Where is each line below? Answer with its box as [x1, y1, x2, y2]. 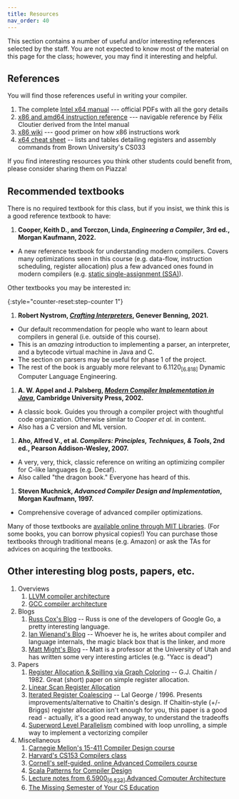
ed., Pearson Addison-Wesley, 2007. [17, 444, 129, 452]
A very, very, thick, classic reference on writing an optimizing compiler [17, 457, 225, 466]
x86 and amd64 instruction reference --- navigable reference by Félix [17, 113, 223, 121]
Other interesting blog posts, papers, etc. [7, 565, 195, 578]
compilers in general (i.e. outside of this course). [17, 332, 161, 341]
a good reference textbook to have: [7, 212, 111, 220]
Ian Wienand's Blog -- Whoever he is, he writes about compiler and [28, 629, 227, 638]
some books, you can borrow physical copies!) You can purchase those [7, 529, 218, 538]
